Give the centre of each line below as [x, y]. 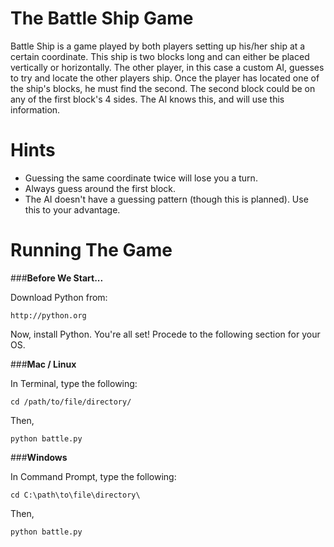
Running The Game [91, 250]
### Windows [39, 457]
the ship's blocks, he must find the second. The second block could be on [163, 88]
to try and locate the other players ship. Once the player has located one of [165, 78]
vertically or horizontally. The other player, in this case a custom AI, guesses [167, 67]
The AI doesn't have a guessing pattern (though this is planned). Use [166, 199]
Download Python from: [59, 297]
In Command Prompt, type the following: [93, 476]
